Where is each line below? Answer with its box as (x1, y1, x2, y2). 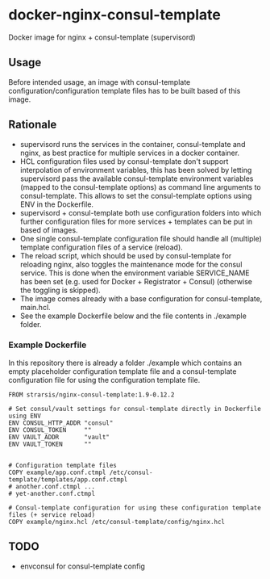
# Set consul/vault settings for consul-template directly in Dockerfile (8, 405, 262, 413)
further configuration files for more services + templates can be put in (19, 216, 252, 226)
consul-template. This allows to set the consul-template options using (19, 191, 252, 200)
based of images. (19, 224, 78, 235)
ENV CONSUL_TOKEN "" (8, 426, 92, 434)
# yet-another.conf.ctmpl (8, 489, 95, 497)
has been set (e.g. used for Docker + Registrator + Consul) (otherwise (19, 276, 252, 286)
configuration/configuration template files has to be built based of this (8, 86, 241, 95)
